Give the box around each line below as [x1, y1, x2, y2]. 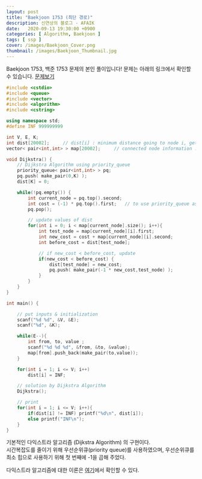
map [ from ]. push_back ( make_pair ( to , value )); [28, 350, 138, 356]
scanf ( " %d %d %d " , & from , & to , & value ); [28, 344, 130, 350]
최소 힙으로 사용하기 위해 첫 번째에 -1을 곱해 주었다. [6, 454, 126, 461]
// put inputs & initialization [17, 311, 98, 317]
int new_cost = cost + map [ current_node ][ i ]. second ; [38, 234, 173, 240]
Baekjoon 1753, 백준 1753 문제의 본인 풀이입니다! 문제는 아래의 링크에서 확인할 [6, 65, 191, 72]
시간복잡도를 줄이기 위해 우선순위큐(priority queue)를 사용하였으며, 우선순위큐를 [6, 446, 195, 454]
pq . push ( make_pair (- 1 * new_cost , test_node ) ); [49, 267, 173, 273]
